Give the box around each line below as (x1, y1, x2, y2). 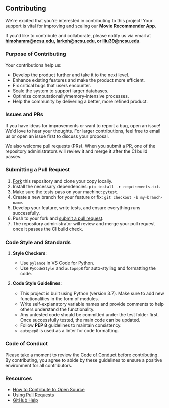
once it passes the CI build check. (12, 226, 83, 232)
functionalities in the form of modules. (20, 296, 99, 302)
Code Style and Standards (5, 239, 71, 246)
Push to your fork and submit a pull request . (12, 215, 104, 221)
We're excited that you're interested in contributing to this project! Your (5, 17, 153, 23)
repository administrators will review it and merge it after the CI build (5, 148, 148, 154)
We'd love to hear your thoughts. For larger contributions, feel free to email (5, 128, 161, 134)
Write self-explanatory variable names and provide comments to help (20, 301, 164, 307)
